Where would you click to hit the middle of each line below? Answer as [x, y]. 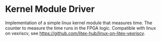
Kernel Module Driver [50, 9]
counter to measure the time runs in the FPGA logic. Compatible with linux [80, 28]
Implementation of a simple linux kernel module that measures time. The [79, 23]
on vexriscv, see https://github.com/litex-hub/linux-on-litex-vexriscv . [75, 33]
